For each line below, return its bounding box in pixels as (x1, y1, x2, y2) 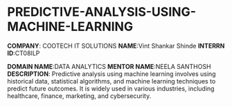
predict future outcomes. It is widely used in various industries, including (7, 84, 215, 93)
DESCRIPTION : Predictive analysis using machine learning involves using (7, 70, 216, 78)
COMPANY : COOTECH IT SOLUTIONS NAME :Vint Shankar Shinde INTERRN (7, 41, 225, 50)
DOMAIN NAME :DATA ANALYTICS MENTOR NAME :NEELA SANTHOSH (7, 62, 211, 70)
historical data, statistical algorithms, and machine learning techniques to (7, 77, 216, 85)
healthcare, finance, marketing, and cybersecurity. (7, 91, 152, 100)
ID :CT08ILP (7, 49, 40, 57)
